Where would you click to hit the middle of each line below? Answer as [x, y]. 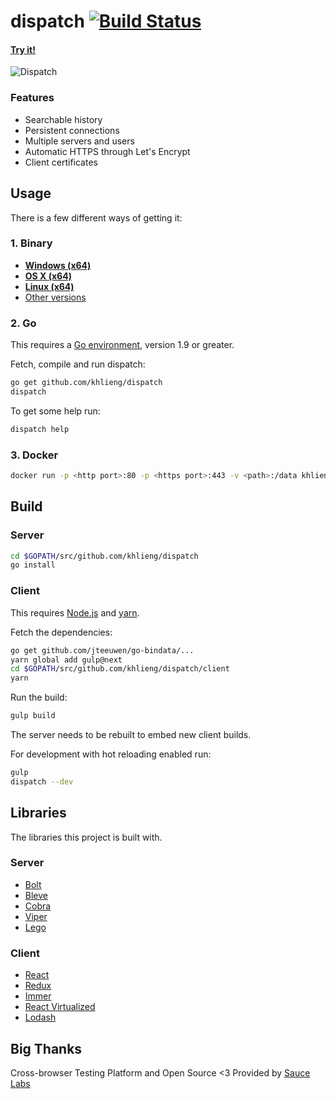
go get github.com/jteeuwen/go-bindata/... [102, 650]
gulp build [33, 716]
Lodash [40, 1017]
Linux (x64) [49, 286]
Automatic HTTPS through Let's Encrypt [107, 151]
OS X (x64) [48, 276]
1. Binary [31, 243]
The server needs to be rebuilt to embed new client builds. [131, 734]
